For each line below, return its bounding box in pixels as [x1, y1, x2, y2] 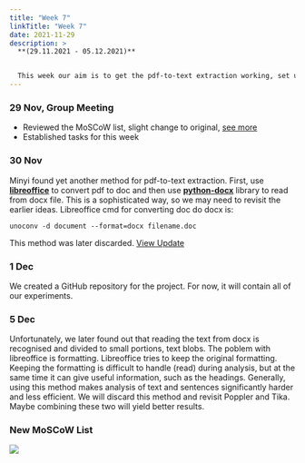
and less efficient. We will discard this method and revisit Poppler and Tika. [9, 391, 290, 402]
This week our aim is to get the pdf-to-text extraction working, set [17, 72, 290, 81]
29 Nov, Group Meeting [9, 101, 114, 113]
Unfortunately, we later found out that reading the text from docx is [9, 333, 261, 345]
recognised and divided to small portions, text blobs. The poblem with [9, 343, 271, 354]
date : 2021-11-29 [9, 30, 75, 39]
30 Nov [9, 154, 43, 167]
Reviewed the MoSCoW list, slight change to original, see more [22, 122, 258, 133]
